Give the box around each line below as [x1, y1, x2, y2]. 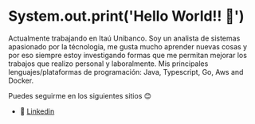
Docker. [8, 76, 34, 85]
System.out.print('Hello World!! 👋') [8, 7, 245, 25]
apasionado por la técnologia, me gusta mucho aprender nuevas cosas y [8, 41, 248, 51]
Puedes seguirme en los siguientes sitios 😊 [8, 91, 152, 100]
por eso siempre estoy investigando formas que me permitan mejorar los [8, 50, 247, 60]
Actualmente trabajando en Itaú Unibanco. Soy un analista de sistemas [8, 33, 241, 43]
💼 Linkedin [19, 107, 55, 116]
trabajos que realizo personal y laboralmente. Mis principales [8, 59, 209, 68]
